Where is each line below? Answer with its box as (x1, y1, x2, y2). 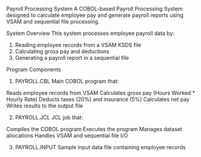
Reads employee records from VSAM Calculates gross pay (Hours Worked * (6, 89, 196, 96)
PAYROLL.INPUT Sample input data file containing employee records (14, 144, 186, 150)
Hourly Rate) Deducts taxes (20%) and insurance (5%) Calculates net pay (6, 96, 190, 103)
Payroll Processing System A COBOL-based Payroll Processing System (6, 5, 183, 12)
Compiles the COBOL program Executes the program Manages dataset (6, 126, 183, 132)
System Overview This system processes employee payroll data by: (6, 30, 175, 37)
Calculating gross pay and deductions (14, 48, 110, 55)
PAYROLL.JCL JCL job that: (14, 114, 83, 121)
